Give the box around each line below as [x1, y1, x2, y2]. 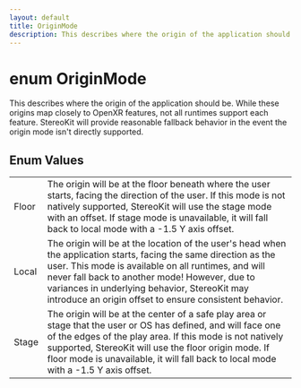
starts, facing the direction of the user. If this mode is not [47, 189, 286, 202]
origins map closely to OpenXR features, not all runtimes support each [9, 108, 269, 118]
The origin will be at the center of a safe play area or [47, 308, 267, 321]
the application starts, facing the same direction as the [47, 248, 276, 261]
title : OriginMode [9, 22, 78, 30]
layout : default [9, 13, 70, 22]
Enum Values [9, 152, 84, 168]
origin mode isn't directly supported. [9, 126, 144, 137]
